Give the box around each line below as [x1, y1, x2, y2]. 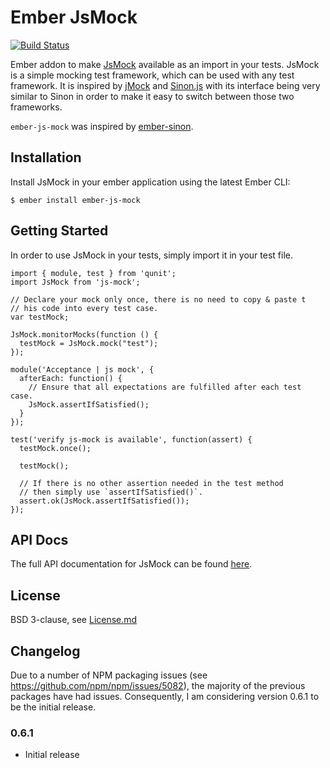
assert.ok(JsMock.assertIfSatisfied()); [19, 496, 190, 506]
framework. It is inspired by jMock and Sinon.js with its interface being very [10, 79, 321, 91]
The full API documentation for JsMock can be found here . [10, 558, 253, 570]
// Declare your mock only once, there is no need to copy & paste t [10, 294, 307, 305]
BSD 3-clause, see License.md [10, 614, 138, 626]
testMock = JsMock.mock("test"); [19, 338, 159, 348]
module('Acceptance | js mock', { [10, 364, 155, 375]
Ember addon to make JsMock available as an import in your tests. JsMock [10, 58, 320, 70]
